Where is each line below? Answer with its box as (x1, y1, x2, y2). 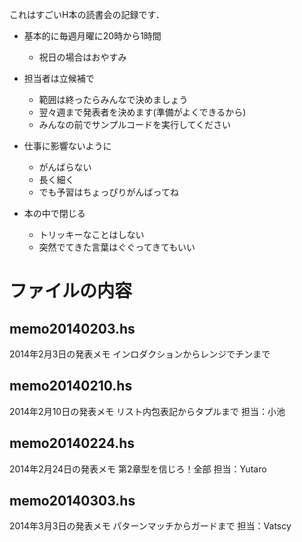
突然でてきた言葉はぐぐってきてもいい (38, 241, 196, 253)
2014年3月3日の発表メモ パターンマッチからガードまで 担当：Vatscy (9, 520, 292, 532)
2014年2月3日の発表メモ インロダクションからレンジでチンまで (9, 348, 271, 360)
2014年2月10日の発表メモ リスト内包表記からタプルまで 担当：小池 (9, 405, 286, 417)
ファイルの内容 (9, 280, 133, 303)
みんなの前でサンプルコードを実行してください (38, 119, 232, 130)
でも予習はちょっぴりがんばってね (38, 186, 179, 198)
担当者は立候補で (23, 73, 95, 84)
